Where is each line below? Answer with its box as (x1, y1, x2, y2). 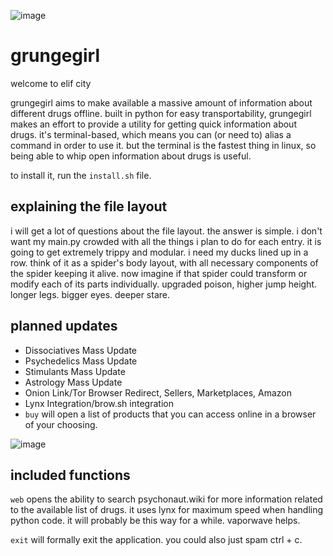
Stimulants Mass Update (24, 365, 126, 377)
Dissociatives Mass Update (24, 344, 138, 356)
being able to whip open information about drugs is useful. (10, 150, 252, 162)
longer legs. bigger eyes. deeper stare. (10, 288, 170, 300)
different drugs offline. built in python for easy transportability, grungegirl (10, 107, 312, 119)
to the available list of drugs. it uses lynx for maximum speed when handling (10, 504, 324, 516)
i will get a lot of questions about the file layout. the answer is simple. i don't (10, 225, 323, 237)
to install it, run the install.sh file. (10, 169, 152, 181)
